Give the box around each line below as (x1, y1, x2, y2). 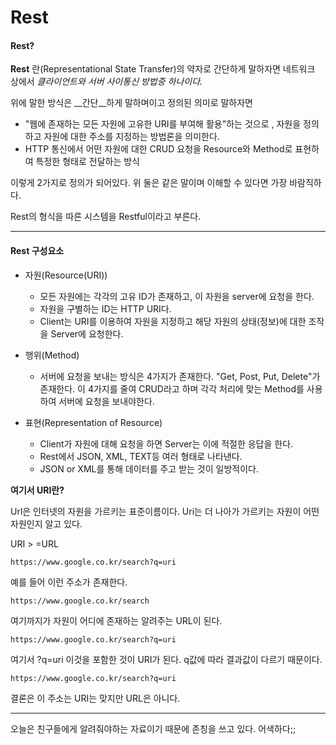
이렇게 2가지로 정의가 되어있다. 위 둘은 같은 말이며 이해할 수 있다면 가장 (10, 177, 288, 189)
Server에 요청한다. (50, 327, 124, 340)
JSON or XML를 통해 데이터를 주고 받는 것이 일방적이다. (39, 462, 259, 475)
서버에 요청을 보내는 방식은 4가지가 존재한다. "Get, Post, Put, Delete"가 (39, 370, 321, 382)
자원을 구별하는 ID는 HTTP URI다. (39, 302, 172, 315)
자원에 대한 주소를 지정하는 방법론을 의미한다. (43, 131, 220, 143)
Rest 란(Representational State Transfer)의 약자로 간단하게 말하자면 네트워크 (10, 63, 316, 75)
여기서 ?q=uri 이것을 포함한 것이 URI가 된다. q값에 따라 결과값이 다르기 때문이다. (10, 653, 323, 665)
